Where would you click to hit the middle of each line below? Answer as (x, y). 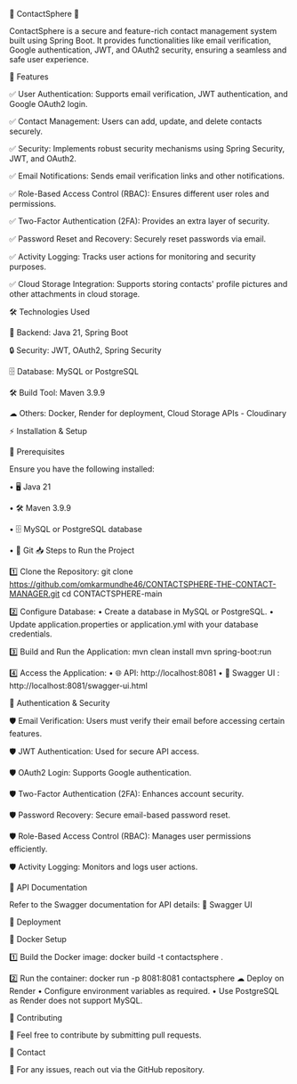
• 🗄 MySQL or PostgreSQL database (76, 529)
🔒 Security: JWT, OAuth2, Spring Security (85, 350)
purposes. (28, 267)
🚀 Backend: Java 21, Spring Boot (69, 333)
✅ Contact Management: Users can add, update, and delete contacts (136, 121)
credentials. (31, 634)
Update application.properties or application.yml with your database (134, 624)
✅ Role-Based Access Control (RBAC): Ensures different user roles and (139, 193)
